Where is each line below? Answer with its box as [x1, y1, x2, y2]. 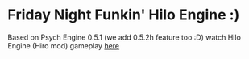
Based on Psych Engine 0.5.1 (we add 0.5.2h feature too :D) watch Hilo [7, 32, 241, 42]
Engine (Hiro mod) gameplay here [7, 40, 120, 50]
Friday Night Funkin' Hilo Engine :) [7, 6, 240, 24]
